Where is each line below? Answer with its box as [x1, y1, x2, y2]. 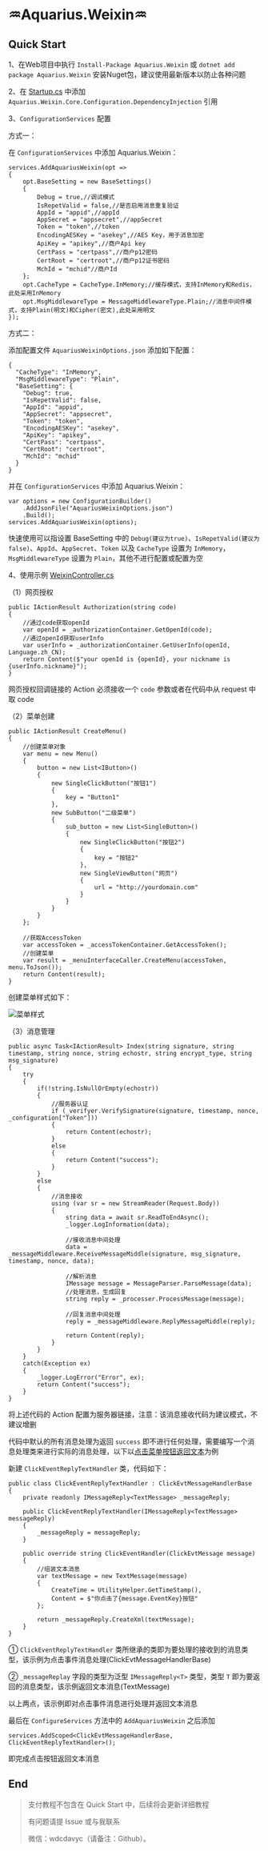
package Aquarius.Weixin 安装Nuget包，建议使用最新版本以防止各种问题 [8, 70, 246, 79]
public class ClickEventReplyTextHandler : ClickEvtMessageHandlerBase [8, 1480, 252, 1488]
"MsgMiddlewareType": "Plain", [15, 375, 120, 383]
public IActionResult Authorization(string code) [8, 603, 178, 611]
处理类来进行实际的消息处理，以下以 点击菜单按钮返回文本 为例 [14, 1447, 218, 1456]
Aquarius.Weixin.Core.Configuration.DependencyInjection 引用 [8, 97, 218, 106]
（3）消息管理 [8, 1027, 55, 1036]
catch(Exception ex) [22, 1360, 91, 1368]
